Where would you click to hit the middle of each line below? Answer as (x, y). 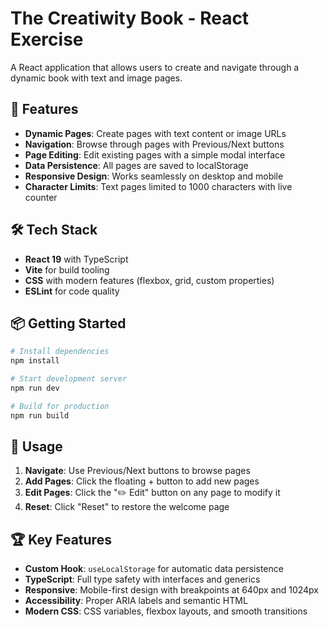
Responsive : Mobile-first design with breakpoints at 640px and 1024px (171, 590)
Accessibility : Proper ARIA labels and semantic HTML (136, 601)
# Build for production (60, 406)
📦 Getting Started (68, 323)
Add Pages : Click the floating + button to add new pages (142, 481)
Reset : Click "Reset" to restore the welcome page (127, 507)
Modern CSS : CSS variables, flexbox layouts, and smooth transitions (166, 611)
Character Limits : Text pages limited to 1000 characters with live (158, 186)
